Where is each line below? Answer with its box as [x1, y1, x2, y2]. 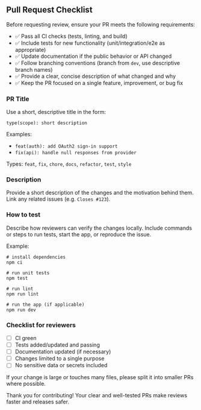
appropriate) [14, 46, 46, 53]
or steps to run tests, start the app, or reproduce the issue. [6, 230, 152, 238]
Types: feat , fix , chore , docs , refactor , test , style [6, 160, 132, 168]
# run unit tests [6, 270, 50, 276]
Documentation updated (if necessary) [14, 348, 111, 355]
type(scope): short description [6, 120, 87, 126]
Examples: [6, 131, 32, 138]
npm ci [6, 259, 23, 265]
